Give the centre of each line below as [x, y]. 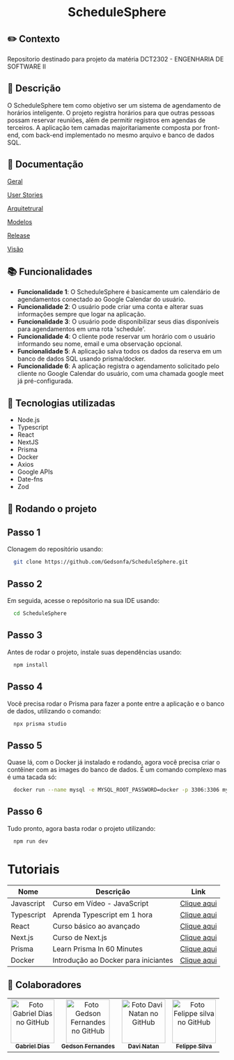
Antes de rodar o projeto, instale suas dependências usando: [95, 652]
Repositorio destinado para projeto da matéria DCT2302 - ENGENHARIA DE [116, 59]
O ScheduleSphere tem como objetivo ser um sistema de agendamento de [114, 105]
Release [19, 235]
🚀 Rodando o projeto [52, 508]
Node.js [29, 420]
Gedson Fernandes [88, 1046]
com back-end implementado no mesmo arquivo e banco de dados [118, 135]
